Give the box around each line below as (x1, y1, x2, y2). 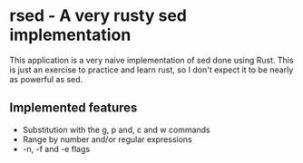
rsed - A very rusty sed (9, 5, 188, 26)
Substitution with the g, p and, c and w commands (22, 124, 210, 135)
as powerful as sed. (9, 73, 83, 84)
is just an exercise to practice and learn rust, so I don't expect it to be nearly (9, 64, 294, 75)
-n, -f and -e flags (22, 143, 91, 154)
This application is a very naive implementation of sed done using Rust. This (9, 54, 294, 65)
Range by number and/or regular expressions (22, 133, 192, 145)
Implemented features (9, 101, 138, 116)
